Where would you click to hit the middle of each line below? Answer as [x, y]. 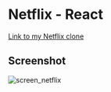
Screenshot [37, 61]
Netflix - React [56, 15]
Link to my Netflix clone [46, 36]
